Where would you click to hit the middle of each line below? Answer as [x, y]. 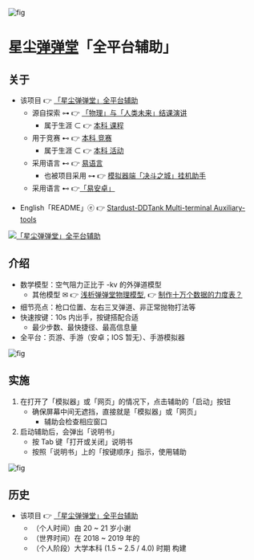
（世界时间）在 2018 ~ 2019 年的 [86, 538]
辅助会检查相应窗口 [76, 421]
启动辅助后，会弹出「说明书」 [69, 431]
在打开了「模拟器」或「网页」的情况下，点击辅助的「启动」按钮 [125, 401]
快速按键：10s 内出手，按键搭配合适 [79, 317]
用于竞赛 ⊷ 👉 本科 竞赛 [72, 138]
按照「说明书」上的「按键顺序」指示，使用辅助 [109, 452]
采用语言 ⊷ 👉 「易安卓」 [73, 188]
